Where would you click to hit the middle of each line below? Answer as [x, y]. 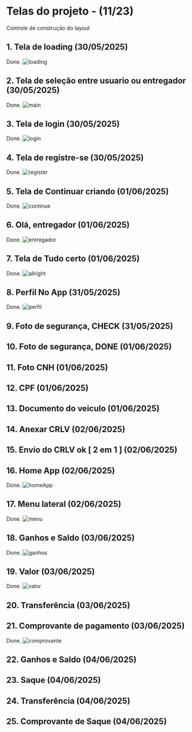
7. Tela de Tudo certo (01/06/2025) [73, 259]
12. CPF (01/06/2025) [48, 388]
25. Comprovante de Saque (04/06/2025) [87, 721]
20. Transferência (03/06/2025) [68, 605]
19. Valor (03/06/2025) [51, 571]
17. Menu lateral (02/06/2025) [64, 504]
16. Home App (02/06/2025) [61, 471]
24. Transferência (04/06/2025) [68, 701]
